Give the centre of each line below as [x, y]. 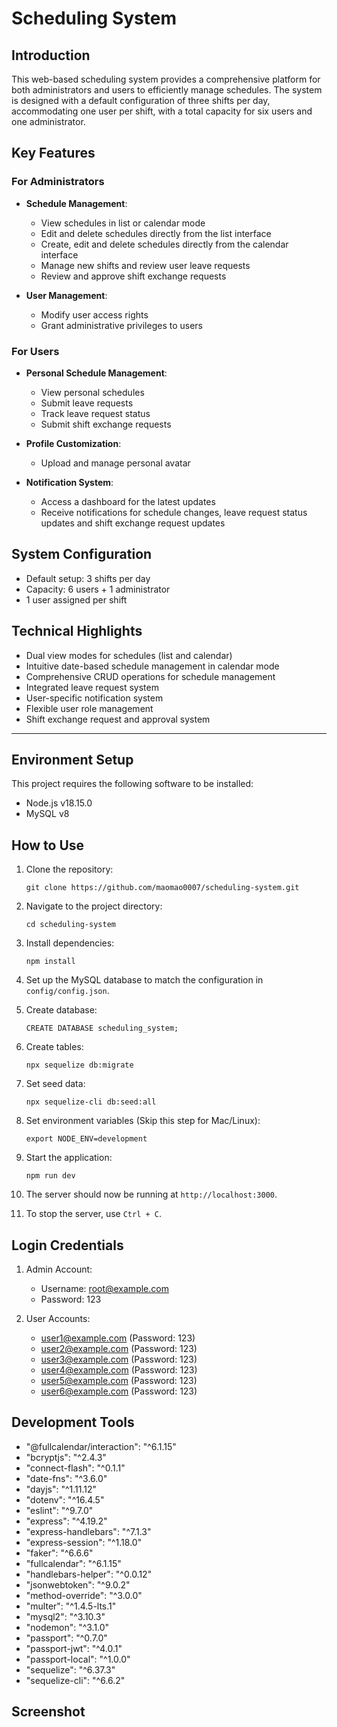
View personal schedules [92, 392]
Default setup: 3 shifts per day [88, 578]
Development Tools [73, 1422]
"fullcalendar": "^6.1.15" [73, 1563]
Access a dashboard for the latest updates [128, 501]
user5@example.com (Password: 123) [119, 1381]
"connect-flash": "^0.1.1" [75, 1468]
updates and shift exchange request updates [133, 523]
